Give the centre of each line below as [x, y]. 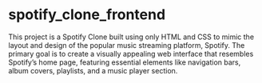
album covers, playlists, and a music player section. [93, 70]
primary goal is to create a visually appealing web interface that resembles [131, 53]
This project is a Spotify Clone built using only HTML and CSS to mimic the [131, 37]
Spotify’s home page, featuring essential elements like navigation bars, [125, 62]
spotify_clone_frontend [87, 15]
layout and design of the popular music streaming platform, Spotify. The [127, 45]
